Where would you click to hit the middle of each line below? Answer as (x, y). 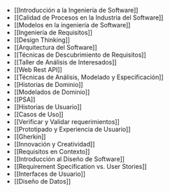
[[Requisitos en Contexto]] (52, 151)
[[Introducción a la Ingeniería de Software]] (76, 10)
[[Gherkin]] (30, 137)
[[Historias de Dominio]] (48, 84)
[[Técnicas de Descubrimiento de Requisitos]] (80, 55)
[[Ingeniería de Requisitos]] (53, 32)
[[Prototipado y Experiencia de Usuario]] (72, 129)
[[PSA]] (24, 100)
